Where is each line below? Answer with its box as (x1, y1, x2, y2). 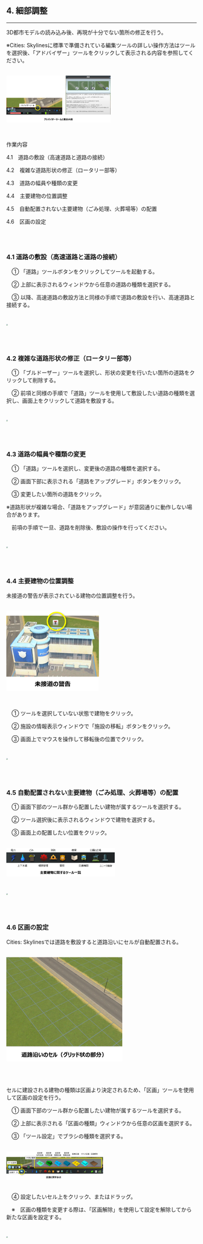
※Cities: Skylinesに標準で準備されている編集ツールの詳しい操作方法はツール (6, 41, 196, 48)
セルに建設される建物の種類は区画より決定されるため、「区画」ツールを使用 (6, 1086, 195, 1093)
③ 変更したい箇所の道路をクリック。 (11, 491, 105, 498)
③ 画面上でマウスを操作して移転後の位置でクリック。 (11, 735, 147, 743)
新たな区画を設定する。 (6, 1214, 65, 1221)
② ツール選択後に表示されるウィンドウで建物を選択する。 (11, 816, 158, 823)
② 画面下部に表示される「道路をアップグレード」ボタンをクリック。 (11, 478, 184, 485)
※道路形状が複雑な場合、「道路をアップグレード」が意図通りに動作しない (6, 503, 187, 511)
